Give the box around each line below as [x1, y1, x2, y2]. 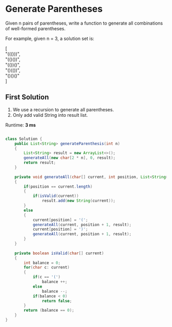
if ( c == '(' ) [32, 275, 60, 280]
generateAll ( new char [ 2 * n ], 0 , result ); [24, 155, 116, 160]
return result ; [24, 160, 56, 166]
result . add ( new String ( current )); [41, 198, 116, 203]
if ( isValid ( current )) [32, 193, 79, 199]
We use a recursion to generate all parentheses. [12, 106, 114, 113]
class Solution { [5, 136, 42, 141]
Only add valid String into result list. [12, 112, 88, 118]
